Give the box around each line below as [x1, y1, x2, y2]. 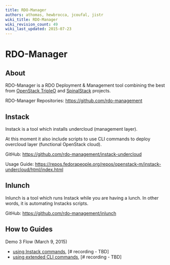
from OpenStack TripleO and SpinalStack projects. [5, 88, 111, 94]
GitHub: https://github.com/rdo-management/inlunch [5, 210, 117, 216]
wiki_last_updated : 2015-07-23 [5, 27, 72, 32]
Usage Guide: [5, 161, 34, 167]
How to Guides [5, 225, 53, 234]
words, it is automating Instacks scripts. [5, 200, 89, 206]
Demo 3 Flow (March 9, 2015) [5, 238, 68, 245]
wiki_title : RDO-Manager [5, 17, 58, 22]
